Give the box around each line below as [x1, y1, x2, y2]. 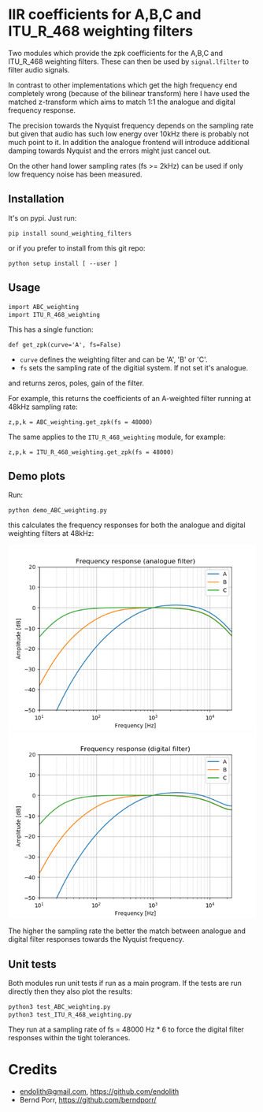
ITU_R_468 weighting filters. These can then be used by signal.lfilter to [8, 57, 250, 66]
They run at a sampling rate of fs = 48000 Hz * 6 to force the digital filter [8, 1025, 244, 1034]
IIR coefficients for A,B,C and [8, 6, 202, 24]
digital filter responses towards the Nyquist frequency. [8, 935, 185, 944]
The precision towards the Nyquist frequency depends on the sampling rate [8, 121, 254, 130]
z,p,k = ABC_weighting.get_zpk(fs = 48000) [8, 418, 154, 426]
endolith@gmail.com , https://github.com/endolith [19, 1087, 180, 1096]
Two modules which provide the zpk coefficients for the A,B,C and [8, 48, 223, 58]
